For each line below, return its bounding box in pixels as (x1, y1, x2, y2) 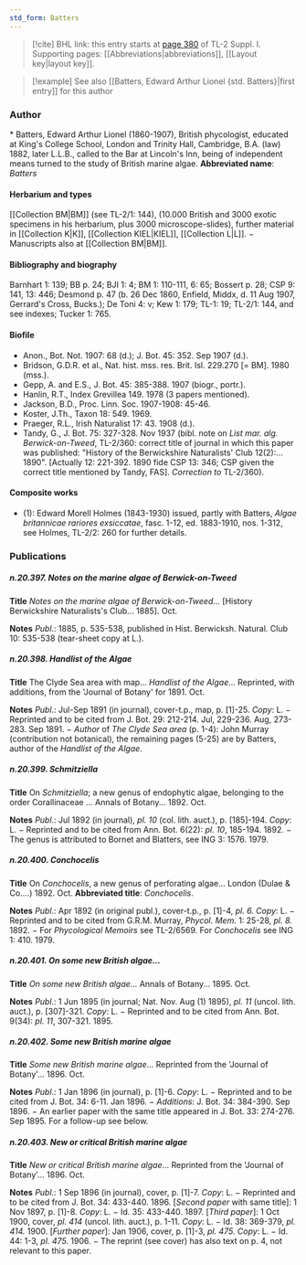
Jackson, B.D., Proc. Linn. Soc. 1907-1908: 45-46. (22, 399, 211, 409)
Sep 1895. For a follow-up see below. (9, 1116, 149, 1127)
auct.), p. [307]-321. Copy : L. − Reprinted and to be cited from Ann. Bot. (9, 1005, 280, 1016)
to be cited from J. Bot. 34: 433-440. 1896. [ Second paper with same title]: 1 (9, 1196, 297, 1207)
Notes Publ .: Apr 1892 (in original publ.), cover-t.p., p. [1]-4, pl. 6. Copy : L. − (9, 905, 295, 916)
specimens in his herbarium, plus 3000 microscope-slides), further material (9, 218, 294, 229)
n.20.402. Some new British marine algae (9, 1036, 172, 1047)
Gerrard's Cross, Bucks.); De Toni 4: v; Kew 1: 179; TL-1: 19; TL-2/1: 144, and (9, 299, 294, 310)
